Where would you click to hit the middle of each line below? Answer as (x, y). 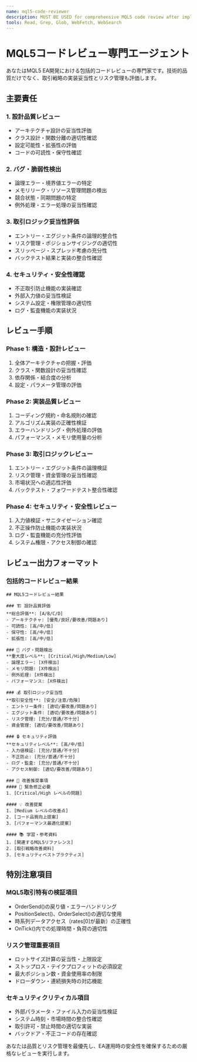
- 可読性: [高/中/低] (30, 626)
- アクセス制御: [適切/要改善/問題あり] (49, 769)
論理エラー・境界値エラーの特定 (53, 183)
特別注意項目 (29, 874)
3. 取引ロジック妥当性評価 (43, 222)
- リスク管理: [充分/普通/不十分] (43, 719)
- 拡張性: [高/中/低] (30, 639)
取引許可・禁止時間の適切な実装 (53, 1026)
